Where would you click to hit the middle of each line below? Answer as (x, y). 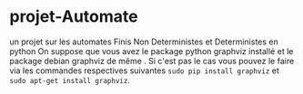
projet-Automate (74, 17)
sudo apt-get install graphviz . (70, 80)
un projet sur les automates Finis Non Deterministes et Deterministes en (144, 42)
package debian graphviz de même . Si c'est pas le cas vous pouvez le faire (152, 61)
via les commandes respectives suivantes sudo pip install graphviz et (145, 70)
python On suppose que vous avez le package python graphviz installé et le (151, 51)
